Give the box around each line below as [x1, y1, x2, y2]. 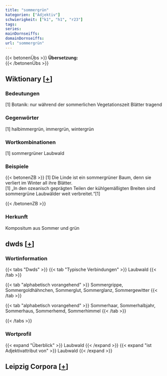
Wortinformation [5, 255, 47, 262]
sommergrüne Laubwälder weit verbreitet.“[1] [5, 191, 101, 197]
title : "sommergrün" [5, 7, 49, 13]
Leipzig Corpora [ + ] [5, 362, 69, 371]
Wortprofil [5, 331, 32, 338]
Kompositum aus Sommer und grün [5, 225, 80, 231]
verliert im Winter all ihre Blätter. [5, 180, 73, 186]
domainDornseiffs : [5, 36, 44, 41]
